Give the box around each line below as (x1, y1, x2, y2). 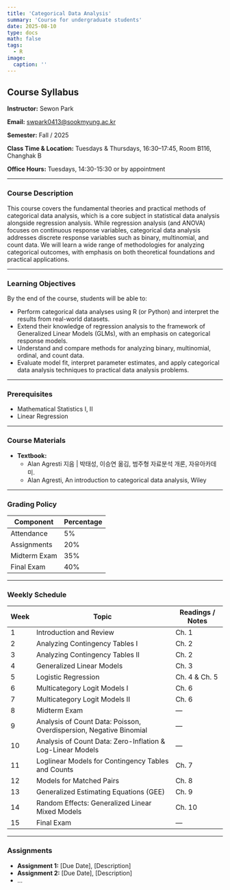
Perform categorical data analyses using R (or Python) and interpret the (16, 308, 219, 316)
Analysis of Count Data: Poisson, (36, 717, 142, 727)
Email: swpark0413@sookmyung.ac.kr (7, 118, 116, 126)
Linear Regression (16, 412, 68, 420)
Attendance (10, 529, 48, 538)
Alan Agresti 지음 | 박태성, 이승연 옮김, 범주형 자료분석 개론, (27, 459, 188, 468)
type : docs (7, 29, 38, 36)
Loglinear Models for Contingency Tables (36, 756, 169, 766)
